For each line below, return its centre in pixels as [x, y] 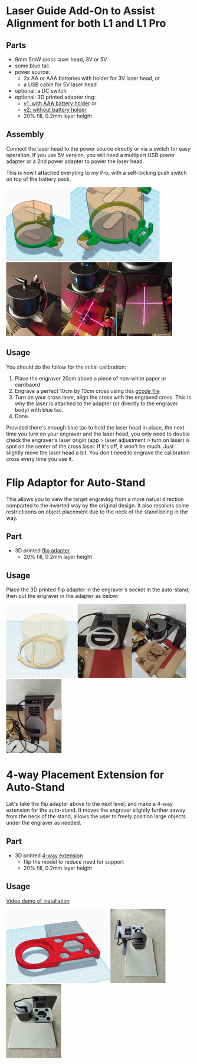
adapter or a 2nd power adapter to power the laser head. [75, 161]
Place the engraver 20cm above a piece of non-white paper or [91, 378]
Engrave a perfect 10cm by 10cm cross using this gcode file [87, 391]
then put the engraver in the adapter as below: [63, 596]
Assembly [25, 134]
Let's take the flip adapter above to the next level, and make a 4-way [89, 804]
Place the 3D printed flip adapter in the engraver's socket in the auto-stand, [98, 590]
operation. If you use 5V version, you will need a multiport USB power [91, 155]
